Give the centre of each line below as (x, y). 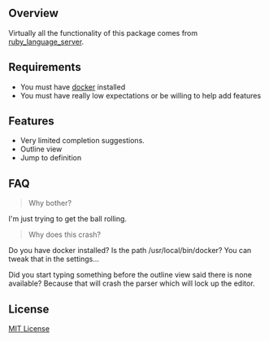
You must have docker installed (73, 87)
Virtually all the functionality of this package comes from (103, 33)
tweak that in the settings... (54, 259)
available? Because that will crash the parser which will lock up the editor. (132, 283)
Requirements (45, 67)
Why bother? (50, 203)
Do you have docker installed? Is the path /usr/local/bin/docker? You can (130, 251)
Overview (34, 13)
